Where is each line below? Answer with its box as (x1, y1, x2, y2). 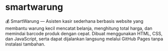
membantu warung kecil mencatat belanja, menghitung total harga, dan (5, 25, 153, 31)
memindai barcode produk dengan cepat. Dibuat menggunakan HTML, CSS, (5, 30, 163, 36)
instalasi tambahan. (5, 41, 46, 47)
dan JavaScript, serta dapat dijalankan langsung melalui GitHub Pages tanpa (5, 36, 163, 42)
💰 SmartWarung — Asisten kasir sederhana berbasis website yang (5, 18, 144, 24)
